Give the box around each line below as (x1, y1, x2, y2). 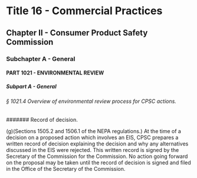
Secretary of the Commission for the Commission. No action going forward (6, 153, 188, 160)
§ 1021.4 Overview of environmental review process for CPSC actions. (6, 98, 177, 105)
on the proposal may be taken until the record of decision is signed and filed (6, 158, 192, 166)
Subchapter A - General (6, 54, 75, 63)
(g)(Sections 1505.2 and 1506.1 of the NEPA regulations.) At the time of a (6, 127, 182, 134)
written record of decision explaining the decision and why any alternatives (6, 140, 189, 147)
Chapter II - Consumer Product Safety (6, 28, 148, 38)
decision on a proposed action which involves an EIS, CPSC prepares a (6, 134, 179, 141)
